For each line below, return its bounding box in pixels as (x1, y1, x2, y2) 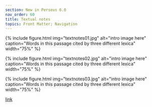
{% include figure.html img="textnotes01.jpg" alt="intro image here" (5, 35, 146, 41)
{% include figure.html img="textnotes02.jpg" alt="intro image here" (5, 56, 147, 62)
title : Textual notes (5, 17, 51, 22)
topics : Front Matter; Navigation (5, 21, 78, 27)
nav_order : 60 (5, 12, 35, 17)
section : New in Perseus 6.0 (5, 7, 66, 13)
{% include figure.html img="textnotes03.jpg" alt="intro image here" (5, 76, 147, 82)
